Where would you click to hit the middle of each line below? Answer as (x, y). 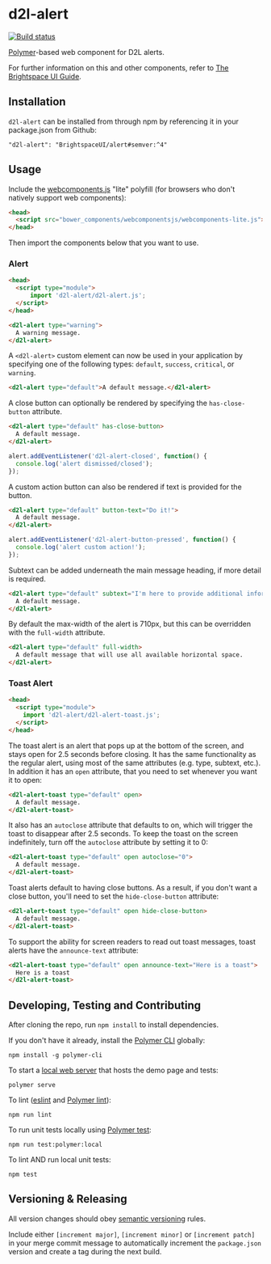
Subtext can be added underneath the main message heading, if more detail (135, 570)
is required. (27, 578)
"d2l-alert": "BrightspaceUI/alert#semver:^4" (88, 145)
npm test (23, 1175)
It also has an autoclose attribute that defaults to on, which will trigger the (131, 825)
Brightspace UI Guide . (45, 76)
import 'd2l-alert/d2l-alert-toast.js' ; (92, 715)
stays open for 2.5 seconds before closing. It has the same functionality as (132, 754)
